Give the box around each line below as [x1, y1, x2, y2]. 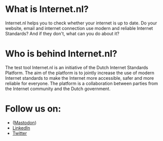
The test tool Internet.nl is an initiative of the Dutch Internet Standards [5, 64, 149, 70]
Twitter [12, 130, 27, 136]
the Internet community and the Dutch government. [5, 86, 111, 92]
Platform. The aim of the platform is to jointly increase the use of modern [5, 70, 155, 76]
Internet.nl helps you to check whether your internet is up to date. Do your [5, 20, 158, 26]
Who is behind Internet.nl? [5, 48, 118, 59]
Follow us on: [5, 103, 61, 115]
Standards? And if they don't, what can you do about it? [5, 30, 120, 36]
